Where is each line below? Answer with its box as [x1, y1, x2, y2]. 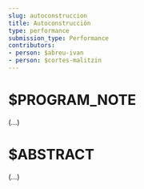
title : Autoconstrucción [8, 19, 91, 27]
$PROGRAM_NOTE [8, 91, 137, 109]
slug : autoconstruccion [8, 11, 88, 20]
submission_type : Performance [8, 34, 110, 42]
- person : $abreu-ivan [8, 49, 84, 57]
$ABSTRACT [8, 146, 94, 163]
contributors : [8, 42, 56, 50]
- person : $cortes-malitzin [8, 57, 102, 65]
